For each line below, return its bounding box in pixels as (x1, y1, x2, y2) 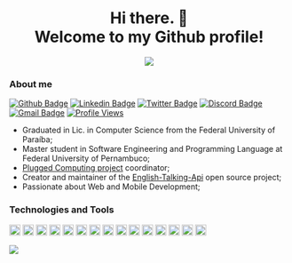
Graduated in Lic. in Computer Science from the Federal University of (21, 124, 276, 136)
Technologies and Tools (9, 203, 114, 216)
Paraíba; (21, 134, 53, 145)
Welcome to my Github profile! (34, 27, 264, 47)
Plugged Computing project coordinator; (21, 163, 170, 173)
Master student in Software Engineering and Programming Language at (21, 144, 283, 155)
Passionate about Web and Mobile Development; (21, 181, 201, 192)
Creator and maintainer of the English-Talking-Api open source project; (21, 172, 282, 183)
